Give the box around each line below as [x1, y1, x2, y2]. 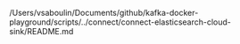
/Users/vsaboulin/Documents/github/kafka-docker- [9, 8, 199, 18]
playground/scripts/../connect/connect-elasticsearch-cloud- [9, 17, 232, 27]
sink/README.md [9, 26, 74, 36]
